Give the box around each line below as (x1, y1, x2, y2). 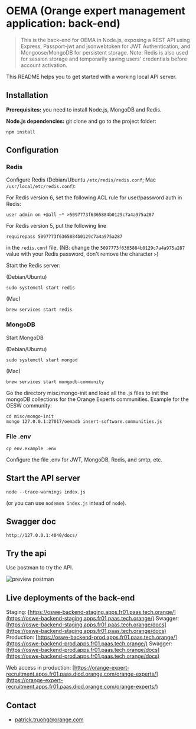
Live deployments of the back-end (6, 593, 135, 603)
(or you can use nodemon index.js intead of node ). (6, 499, 127, 507)
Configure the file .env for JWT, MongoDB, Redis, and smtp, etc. (6, 456, 163, 463)
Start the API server (6, 473, 81, 483)
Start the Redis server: (6, 262, 61, 269)
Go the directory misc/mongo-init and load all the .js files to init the (6, 389, 169, 396)
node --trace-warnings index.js (6, 489, 86, 495)
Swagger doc (6, 517, 56, 527)
